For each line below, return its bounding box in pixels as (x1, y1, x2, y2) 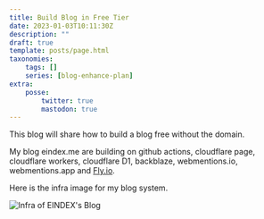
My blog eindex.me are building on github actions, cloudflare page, (9, 147, 256, 157)
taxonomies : (9, 55, 54, 63)
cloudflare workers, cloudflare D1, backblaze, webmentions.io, (9, 156, 238, 166)
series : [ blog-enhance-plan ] (25, 72, 134, 80)
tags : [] (25, 63, 58, 72)
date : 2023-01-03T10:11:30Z (9, 21, 114, 30)
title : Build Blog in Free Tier (9, 13, 129, 22)
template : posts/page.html (9, 46, 110, 55)
